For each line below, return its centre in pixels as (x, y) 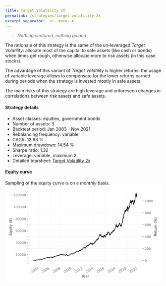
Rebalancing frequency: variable (45, 134)
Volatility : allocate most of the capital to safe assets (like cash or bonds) (79, 51)
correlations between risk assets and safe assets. (56, 96)
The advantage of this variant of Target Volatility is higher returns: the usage (83, 71)
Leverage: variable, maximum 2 (44, 155)
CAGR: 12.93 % (28, 139)
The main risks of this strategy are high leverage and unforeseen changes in (83, 91)
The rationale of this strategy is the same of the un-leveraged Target (75, 45)
